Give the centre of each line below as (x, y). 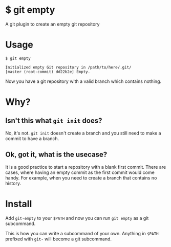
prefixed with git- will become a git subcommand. (58, 239)
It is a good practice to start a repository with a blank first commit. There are (86, 167)
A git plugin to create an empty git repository (52, 24)
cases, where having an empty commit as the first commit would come (80, 172)
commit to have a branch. (32, 138)
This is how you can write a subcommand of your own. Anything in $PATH (82, 233)
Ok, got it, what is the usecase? (56, 155)
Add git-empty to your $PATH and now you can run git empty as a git (77, 218)
